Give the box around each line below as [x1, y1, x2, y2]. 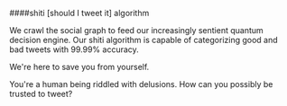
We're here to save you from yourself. [9, 62, 150, 72]
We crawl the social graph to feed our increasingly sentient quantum [9, 25, 264, 35]
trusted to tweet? [9, 89, 73, 99]
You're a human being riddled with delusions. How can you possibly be [9, 79, 273, 89]
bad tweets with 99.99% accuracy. [9, 44, 140, 55]
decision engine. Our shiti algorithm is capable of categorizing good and [9, 35, 278, 45]
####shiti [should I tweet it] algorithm [9, 8, 150, 18]
